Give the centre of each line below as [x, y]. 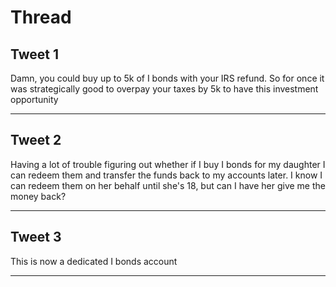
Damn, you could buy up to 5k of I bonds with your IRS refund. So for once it [167, 78]
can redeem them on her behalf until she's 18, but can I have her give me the [168, 185]
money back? [38, 196]
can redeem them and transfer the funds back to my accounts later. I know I [166, 175]
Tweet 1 [35, 54]
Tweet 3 [36, 237]
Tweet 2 [36, 140]
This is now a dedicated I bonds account [94, 261]
